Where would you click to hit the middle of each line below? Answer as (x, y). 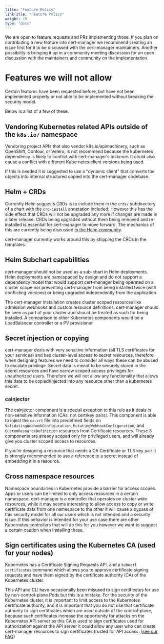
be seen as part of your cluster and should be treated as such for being (77, 312)
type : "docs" (18, 23)
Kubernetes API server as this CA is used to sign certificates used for (74, 621)
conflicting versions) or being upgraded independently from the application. (81, 293)
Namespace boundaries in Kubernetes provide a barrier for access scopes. (81, 488)
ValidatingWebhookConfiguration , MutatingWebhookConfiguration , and (75, 425)
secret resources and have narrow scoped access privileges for (69, 371)
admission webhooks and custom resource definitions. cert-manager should (82, 307)
